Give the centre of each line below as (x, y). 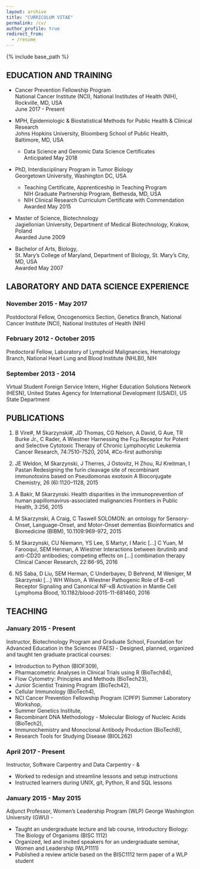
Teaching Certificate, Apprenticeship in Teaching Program (95, 187)
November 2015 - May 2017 (47, 304)
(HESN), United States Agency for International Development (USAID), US (96, 393)
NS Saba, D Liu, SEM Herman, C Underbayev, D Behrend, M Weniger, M (103, 574)
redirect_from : (25, 34)
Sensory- (178, 518)
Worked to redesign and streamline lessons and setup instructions (96, 776)
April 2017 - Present (36, 752)
